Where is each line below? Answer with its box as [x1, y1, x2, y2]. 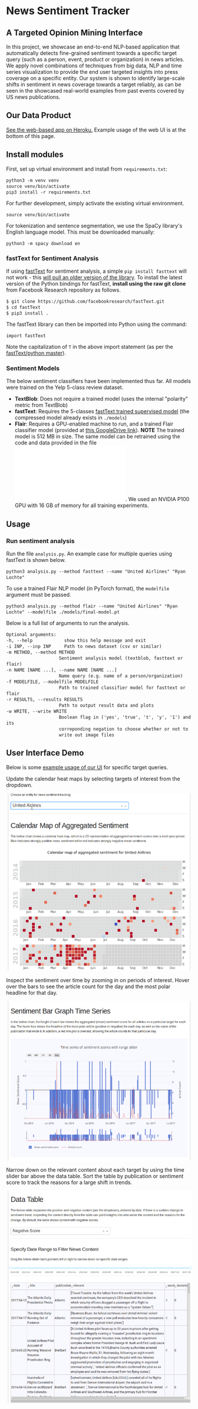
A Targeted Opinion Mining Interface [6, 28, 143, 38]
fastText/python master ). [6, 349, 67, 357]
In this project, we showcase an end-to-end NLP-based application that [6, 43, 180, 50]
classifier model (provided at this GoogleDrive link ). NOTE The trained [14, 427, 184, 434]
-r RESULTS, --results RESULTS [6, 697, 83, 702]
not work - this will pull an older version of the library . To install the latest [6, 273, 183, 281]
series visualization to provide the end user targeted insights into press [6, 68, 179, 75]
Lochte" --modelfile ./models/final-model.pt [6, 609, 120, 615]
